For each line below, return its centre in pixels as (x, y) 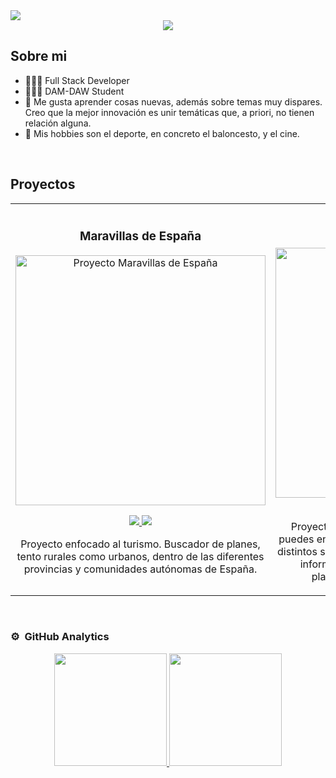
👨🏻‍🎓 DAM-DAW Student (74, 91)
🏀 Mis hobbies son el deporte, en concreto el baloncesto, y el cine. (162, 133)
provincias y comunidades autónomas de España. (140, 569)
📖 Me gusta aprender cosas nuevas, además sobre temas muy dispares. (173, 101)
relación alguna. (58, 123)
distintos (297, 551)
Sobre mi (39, 56)
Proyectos (43, 184)
